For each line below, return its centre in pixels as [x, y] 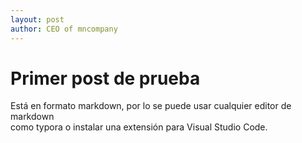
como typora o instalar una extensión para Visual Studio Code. [139, 127]
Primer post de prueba [105, 78]
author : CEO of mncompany [64, 29]
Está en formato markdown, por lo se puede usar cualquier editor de [151, 106]
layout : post [37, 19]
